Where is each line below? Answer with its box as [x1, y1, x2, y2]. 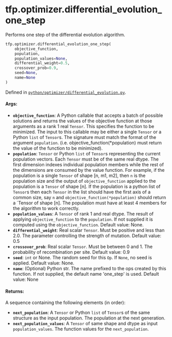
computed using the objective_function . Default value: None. [12, 222, 144, 228]
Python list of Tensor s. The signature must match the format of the [12, 134, 157, 140]
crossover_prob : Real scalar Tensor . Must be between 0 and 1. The [12, 243, 153, 250]
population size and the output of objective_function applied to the [12, 178, 156, 184]
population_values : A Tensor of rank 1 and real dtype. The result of [12, 211, 154, 217]
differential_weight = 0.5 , [14, 61, 70, 66]
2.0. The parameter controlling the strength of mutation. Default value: [12, 233, 162, 239]
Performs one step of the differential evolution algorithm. [5, 31, 125, 38]
